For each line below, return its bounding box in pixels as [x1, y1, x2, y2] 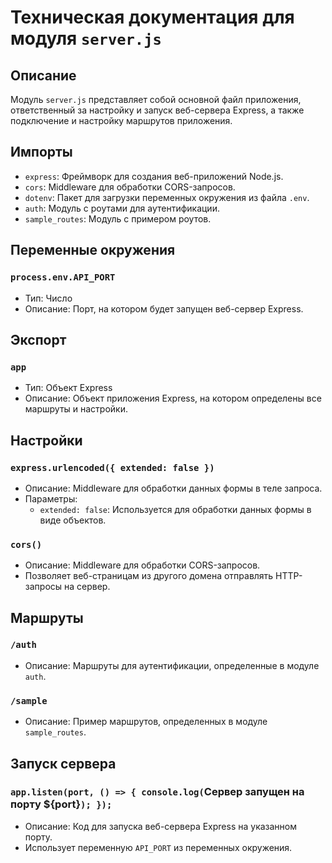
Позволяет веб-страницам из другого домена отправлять [24, 570, 274, 582]
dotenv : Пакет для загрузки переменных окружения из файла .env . [24, 191, 310, 203]
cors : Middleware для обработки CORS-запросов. [24, 181, 236, 193]
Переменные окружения [10, 242, 176, 259]
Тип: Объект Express [24, 382, 113, 394]
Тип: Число [24, 292, 73, 304]
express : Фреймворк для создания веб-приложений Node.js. [24, 170, 284, 182]
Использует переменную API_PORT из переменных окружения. [24, 841, 293, 853]
